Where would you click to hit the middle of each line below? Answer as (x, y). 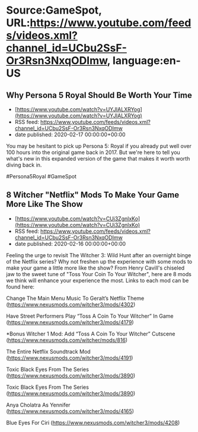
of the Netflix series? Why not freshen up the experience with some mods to (99, 261)
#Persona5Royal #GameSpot (41, 176)
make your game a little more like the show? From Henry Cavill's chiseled (95, 268)
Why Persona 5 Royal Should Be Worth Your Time (99, 95)
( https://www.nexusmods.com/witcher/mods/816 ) (67, 340)
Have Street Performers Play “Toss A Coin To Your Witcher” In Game (90, 316)
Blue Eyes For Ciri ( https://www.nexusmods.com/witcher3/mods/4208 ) (93, 423)
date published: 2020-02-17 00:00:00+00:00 (70, 135)
